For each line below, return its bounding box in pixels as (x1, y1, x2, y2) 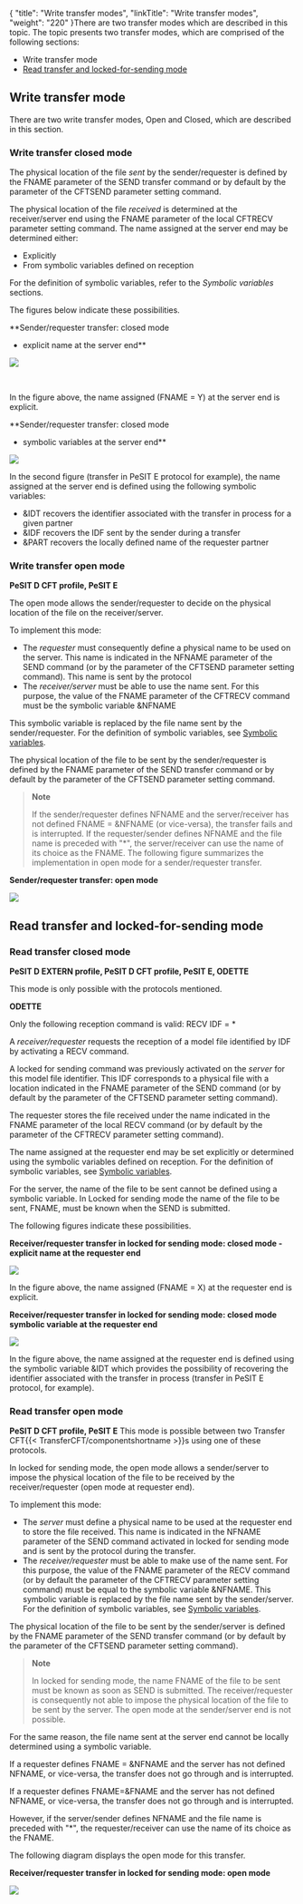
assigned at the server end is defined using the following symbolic (9, 481, 257, 492)
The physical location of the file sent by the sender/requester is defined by (9, 167, 288, 178)
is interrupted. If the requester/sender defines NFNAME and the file (31, 829, 283, 840)
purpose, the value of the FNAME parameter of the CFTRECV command (22, 691, 290, 702)
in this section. (9, 123, 64, 134)
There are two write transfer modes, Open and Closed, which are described (9, 113, 291, 125)
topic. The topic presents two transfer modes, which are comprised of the (9, 27, 285, 37)
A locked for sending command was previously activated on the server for (9, 1064, 286, 1074)
